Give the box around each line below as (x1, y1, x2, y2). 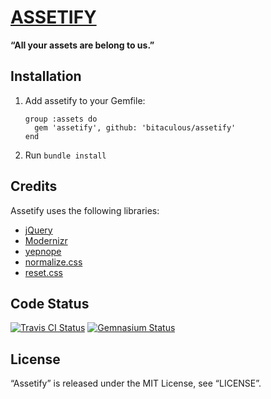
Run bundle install (24, 149, 107, 161)
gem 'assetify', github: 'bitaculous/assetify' (34, 122, 237, 133)
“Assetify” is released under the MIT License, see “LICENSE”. (10, 377, 262, 390)
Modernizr (24, 234, 68, 246)
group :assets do (24, 114, 98, 124)
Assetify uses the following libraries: (10, 204, 160, 216)
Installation (10, 68, 82, 85)
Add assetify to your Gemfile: (24, 94, 146, 106)
